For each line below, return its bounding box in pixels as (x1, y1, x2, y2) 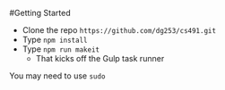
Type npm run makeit (22, 44, 100, 54)
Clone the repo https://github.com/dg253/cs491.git (22, 25, 217, 35)
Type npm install (22, 35, 88, 45)
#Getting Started (9, 8, 71, 18)
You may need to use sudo (9, 70, 106, 81)
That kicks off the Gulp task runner (35, 53, 165, 63)
